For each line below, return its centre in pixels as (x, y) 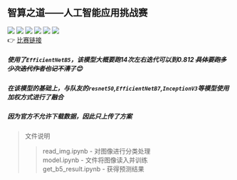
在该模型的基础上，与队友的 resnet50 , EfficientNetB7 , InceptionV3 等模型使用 (118, 88)
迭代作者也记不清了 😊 (51, 69)
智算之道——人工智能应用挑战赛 (78, 13)
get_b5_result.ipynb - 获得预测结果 (93, 169)
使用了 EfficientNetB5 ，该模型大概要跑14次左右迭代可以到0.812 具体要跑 (114, 60)
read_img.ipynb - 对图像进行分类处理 (96, 151)
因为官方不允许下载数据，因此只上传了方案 (70, 116)
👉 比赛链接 (25, 40)
